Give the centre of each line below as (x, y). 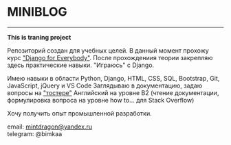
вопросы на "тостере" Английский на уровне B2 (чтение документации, (113, 92)
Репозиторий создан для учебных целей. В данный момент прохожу (108, 50)
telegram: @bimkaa (35, 133)
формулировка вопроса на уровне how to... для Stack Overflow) (101, 100)
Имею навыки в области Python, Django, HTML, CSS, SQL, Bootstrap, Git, (113, 78)
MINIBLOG (37, 12)
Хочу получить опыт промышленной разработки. (80, 113)
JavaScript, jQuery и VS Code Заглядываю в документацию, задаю (105, 85)
